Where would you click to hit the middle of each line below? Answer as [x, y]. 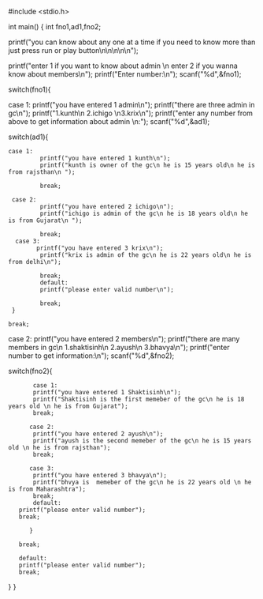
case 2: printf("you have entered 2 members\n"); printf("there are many [124, 339]
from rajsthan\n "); [42, 172]
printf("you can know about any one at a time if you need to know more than [132, 42]
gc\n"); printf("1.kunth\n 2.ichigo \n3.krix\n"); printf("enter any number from [131, 113]
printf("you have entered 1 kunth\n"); [105, 158]
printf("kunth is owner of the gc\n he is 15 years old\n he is [148, 165]
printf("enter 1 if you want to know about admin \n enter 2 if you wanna [123, 66]
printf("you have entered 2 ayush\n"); [98, 434]
